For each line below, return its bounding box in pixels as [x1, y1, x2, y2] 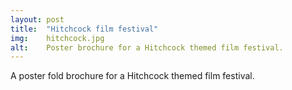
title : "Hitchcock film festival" [10, 24, 159, 34]
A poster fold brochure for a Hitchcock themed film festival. [10, 70, 255, 82]
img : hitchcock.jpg [10, 33, 105, 43]
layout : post [10, 14, 65, 25]
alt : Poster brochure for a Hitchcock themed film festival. [10, 42, 284, 53]
